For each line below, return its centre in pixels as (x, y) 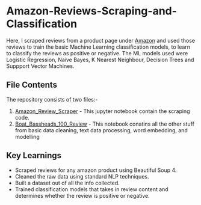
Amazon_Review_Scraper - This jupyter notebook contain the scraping (102, 111)
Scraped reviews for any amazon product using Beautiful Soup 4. (96, 170)
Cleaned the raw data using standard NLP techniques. (82, 176)
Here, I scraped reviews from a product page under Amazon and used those (101, 40)
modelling (27, 136)
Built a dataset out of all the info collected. (67, 183)
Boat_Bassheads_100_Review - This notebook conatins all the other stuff (104, 124)
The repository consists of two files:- (52, 99)
